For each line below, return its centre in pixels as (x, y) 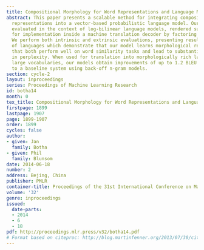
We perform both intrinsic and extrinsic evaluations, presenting (97, 40)
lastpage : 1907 (25, 113)
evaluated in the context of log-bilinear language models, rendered (101, 29)
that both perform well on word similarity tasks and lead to (92, 52)
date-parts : (27, 209)
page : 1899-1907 (27, 119)
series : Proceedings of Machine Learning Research (72, 86)
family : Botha (29, 147)
